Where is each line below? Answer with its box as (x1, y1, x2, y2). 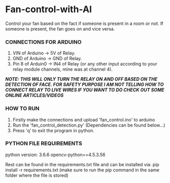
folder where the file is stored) (5, 172, 69, 178)
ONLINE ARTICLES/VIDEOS (5, 93, 64, 99)
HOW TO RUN (5, 105, 40, 112)
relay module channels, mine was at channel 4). (12, 66, 113, 72)
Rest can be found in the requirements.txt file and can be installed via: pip (5, 161, 159, 167)
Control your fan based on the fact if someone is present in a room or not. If (5, 20, 163, 26)
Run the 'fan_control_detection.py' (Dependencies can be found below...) (12, 122, 165, 128)
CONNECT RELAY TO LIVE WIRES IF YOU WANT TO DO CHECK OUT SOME (5, 87, 165, 93)
